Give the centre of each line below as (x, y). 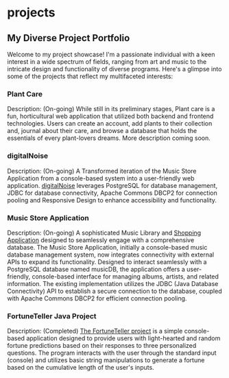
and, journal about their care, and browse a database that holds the (102, 131)
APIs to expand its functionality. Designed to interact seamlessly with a (107, 261)
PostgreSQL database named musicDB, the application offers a (96, 269)
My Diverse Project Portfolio (69, 38)
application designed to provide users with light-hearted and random (123, 338)
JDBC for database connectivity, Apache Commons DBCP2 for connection (112, 193)
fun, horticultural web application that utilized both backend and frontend (110, 116)
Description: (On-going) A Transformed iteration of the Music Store (102, 171)
